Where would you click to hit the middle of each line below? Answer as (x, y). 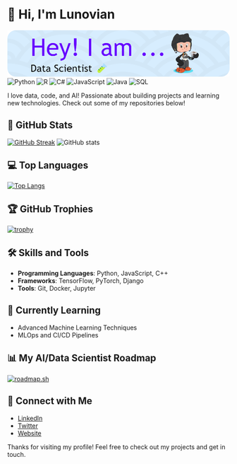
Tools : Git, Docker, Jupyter (57, 289)
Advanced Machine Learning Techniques (77, 327)
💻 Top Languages (48, 166)
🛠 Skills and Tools (48, 253)
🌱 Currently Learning (54, 311)
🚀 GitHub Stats (40, 126)
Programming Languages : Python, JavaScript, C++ (93, 273)
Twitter (28, 425)
